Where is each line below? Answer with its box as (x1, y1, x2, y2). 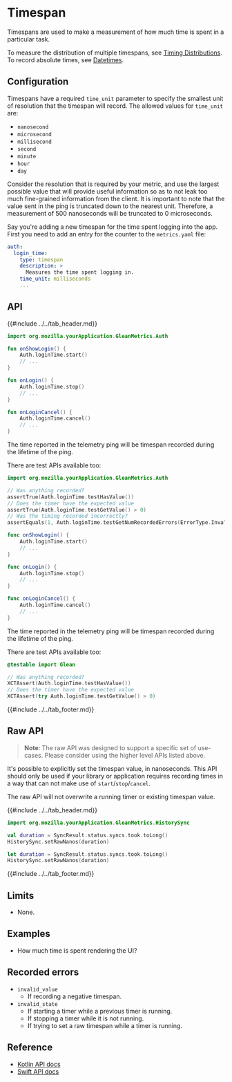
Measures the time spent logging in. (25, 269, 135, 276)
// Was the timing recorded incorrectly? (7, 513, 128, 520)
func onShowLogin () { (7, 532, 70, 539)
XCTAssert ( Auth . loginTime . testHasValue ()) (7, 680, 131, 687)
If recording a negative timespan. (27, 992, 122, 1000)
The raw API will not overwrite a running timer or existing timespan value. (7, 792, 215, 801)
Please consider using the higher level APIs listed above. (44, 751, 206, 759)
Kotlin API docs (17, 1060, 61, 1068)
